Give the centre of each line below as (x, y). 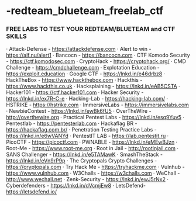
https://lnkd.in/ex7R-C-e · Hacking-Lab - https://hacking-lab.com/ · (87, 99)
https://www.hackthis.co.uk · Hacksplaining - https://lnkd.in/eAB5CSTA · (93, 86)
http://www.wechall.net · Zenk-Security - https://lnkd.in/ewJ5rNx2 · (87, 179)
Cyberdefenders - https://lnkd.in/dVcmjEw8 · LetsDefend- (76, 186)
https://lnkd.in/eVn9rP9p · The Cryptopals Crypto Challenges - (82, 161)
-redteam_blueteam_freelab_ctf (85, 11)
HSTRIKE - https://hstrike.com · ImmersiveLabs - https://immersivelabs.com (97, 105)
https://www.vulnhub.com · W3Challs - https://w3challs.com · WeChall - (93, 173)
